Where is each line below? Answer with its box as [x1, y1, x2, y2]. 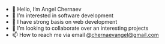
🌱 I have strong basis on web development [11, 18, 118, 25]
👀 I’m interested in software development [11, 12, 114, 19]
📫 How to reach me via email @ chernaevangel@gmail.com [11, 32, 159, 38]
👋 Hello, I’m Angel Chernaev [11, 6, 82, 12]
